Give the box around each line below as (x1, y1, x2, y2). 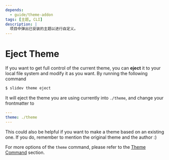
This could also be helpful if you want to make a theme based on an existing (5, 129, 164, 135)
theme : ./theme (5, 115, 38, 120)
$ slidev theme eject (5, 86, 51, 91)
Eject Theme (5, 48, 59, 60)
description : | (5, 21, 38, 27)
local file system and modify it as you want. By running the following (5, 71, 148, 77)
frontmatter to (5, 100, 35, 106)
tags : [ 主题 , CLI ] (5, 17, 43, 22)
